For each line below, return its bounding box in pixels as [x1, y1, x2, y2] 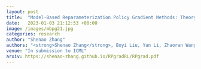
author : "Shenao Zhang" [6, 37, 66, 43]
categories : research [6, 31, 60, 37]
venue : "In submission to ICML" [6, 48, 87, 54]
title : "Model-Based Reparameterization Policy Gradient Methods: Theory [6, 14, 197, 20]
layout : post [6, 8, 39, 15]
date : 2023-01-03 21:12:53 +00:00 [6, 20, 98, 26]
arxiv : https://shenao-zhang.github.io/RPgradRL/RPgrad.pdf [6, 53, 160, 59]
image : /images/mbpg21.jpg [6, 25, 74, 32]
